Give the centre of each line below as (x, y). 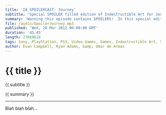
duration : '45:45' (24, 33)
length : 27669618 (23, 38)
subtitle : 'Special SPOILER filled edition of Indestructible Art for (79, 14)
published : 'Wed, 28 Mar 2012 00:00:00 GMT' (52, 28)
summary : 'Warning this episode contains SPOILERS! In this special (78, 19)
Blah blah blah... (21, 108)
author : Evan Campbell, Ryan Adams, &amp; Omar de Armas (65, 46)
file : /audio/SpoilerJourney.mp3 (40, 23)
